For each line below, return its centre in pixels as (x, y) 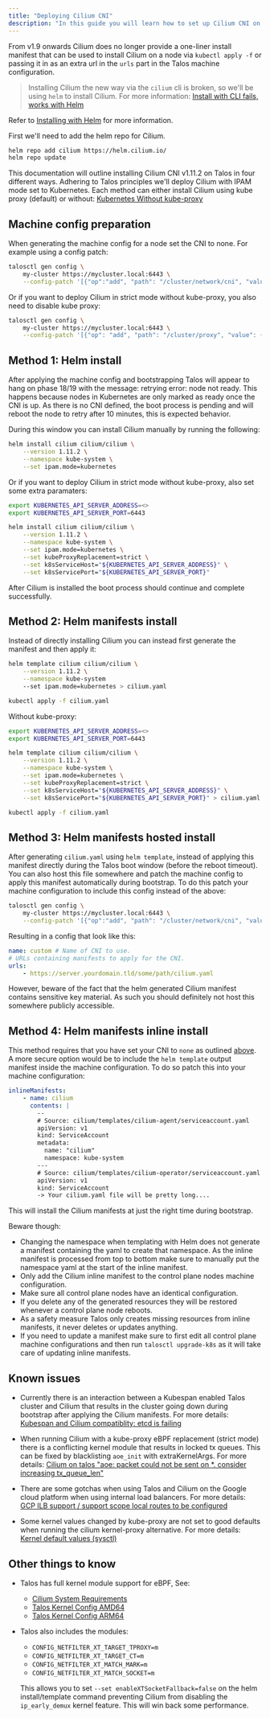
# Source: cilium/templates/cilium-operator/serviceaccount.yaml (149, 1173)
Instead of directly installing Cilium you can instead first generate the (122, 641)
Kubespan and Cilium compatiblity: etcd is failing (101, 1424)
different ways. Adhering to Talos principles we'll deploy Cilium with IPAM (130, 182)
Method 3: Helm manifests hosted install (112, 837)
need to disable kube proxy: (55, 306)
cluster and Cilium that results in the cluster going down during (124, 1406)
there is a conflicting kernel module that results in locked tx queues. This (140, 1448)
